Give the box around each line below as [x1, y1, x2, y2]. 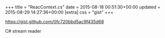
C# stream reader [5, 28, 41, 34]
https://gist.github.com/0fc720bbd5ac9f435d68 [5, 19, 104, 24]
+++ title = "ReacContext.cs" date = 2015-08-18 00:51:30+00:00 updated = [5, 4, 161, 10]
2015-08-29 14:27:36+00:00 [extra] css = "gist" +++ [5, 9, 114, 15]
